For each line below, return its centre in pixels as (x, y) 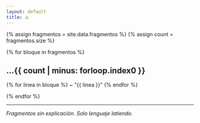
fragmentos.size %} (30, 40)
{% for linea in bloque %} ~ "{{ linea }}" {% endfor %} (72, 85)
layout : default (26, 12)
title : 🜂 (18, 17)
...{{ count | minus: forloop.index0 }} (76, 70)
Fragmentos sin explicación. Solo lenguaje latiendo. (70, 113)
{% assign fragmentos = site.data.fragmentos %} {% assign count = (90, 34)
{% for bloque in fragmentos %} (46, 52)
